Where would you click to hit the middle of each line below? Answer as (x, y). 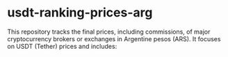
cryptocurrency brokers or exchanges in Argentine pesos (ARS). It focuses (114, 38)
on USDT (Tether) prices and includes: (62, 46)
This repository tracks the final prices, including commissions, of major (109, 32)
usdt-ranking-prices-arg (80, 13)
